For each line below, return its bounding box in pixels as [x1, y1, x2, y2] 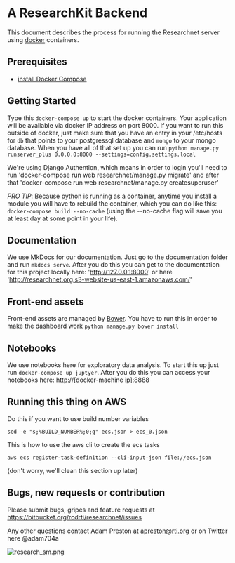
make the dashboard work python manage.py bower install [7, 322, 179, 331]
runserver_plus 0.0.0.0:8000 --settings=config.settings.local [7, 151, 196, 158]
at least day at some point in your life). [7, 214, 118, 223]
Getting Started [7, 95, 76, 107]
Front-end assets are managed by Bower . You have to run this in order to [7, 314, 217, 323]
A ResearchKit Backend [7, 5, 148, 21]
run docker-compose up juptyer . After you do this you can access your [7, 369, 210, 376]
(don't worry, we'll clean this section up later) [7, 466, 138, 475]
